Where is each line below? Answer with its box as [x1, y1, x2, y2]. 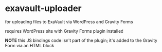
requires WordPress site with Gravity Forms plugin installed [5, 28, 124, 34]
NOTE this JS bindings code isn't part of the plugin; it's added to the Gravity [5, 37, 158, 43]
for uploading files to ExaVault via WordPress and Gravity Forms [5, 19, 133, 25]
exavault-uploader [5, 3, 82, 14]
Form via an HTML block [5, 42, 54, 48]
